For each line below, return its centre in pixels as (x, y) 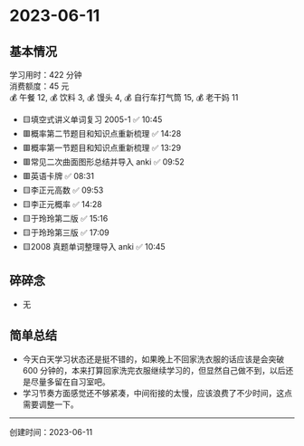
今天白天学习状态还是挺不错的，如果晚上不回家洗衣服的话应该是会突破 (153, 359)
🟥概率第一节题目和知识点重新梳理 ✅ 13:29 (102, 147)
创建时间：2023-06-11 (51, 432)
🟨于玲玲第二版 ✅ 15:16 (65, 218)
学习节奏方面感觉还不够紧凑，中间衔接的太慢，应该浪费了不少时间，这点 (157, 393)
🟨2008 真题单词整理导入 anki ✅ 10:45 (94, 247)
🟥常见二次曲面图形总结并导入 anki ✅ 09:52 (104, 162)
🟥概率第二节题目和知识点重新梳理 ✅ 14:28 (102, 133)
